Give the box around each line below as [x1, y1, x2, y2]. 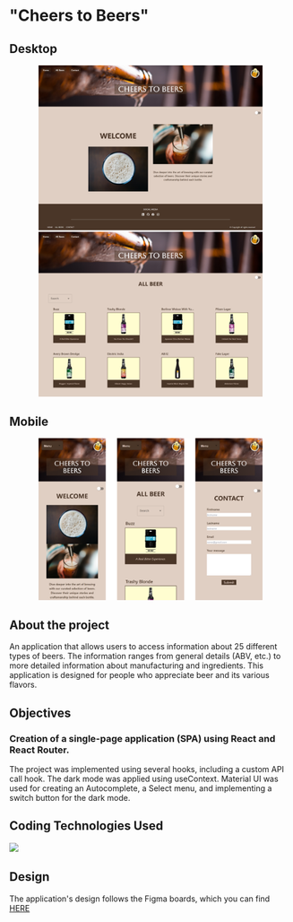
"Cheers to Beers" [9, 5, 150, 26]
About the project [9, 617, 110, 632]
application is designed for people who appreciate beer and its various [9, 670, 271, 681]
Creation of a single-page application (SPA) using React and [9, 732, 276, 744]
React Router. [9, 744, 70, 756]
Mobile [9, 413, 49, 429]
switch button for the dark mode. [9, 793, 131, 804]
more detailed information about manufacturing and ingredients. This [9, 660, 264, 671]
